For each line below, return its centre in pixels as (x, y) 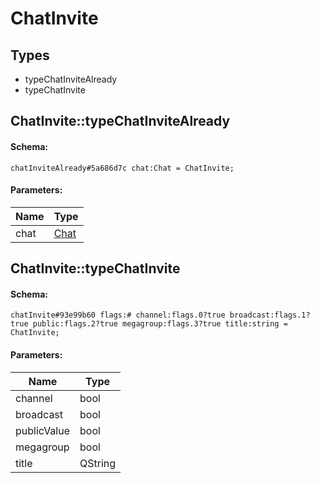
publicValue (43, 430)
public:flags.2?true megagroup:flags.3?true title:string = (160, 324)
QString (98, 463)
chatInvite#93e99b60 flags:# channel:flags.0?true (118, 315)
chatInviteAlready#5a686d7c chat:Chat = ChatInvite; (122, 168)
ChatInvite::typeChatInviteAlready (120, 121)
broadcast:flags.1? (270, 315)
